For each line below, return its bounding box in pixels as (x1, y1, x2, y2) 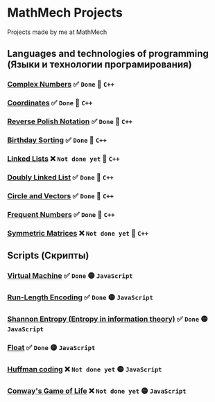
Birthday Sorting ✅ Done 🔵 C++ (7, 135, 108, 145)
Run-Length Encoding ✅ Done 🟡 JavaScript (7, 292, 154, 302)
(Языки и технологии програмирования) (7, 59, 192, 71)
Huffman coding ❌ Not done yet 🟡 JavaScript (7, 364, 162, 374)
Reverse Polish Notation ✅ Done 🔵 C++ (7, 116, 133, 126)
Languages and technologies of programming (7, 48, 209, 60)
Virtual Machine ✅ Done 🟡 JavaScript (7, 270, 133, 280)
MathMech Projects (7, 5, 123, 21)
